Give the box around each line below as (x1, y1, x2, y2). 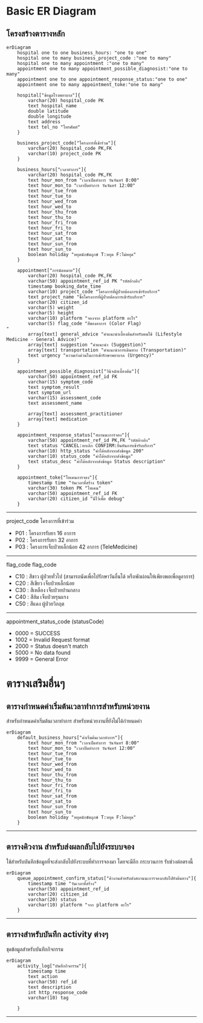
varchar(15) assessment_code (28, 395, 101, 401)
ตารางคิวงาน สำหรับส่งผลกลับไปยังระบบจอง (6, 842, 135, 852)
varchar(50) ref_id (28, 979, 77, 985)
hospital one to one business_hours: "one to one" (17, 50, 147, 56)
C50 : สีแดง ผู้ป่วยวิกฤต (14, 600, 65, 607)
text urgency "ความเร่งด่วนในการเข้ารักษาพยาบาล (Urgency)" (28, 353, 155, 359)
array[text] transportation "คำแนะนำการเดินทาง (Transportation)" (28, 347, 187, 353)
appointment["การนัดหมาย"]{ (17, 268, 81, 274)
